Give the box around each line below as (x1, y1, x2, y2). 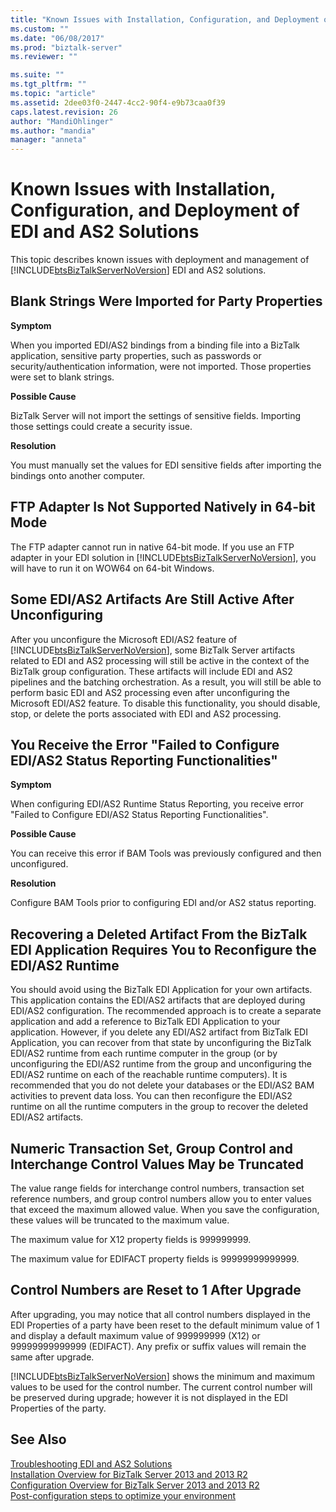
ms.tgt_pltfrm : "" (10, 79, 87, 90)
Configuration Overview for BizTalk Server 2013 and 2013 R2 (10, 1479, 260, 1491)
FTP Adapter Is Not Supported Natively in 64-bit (10, 499, 316, 516)
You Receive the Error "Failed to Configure (10, 736, 280, 753)
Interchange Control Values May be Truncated (10, 1156, 305, 1173)
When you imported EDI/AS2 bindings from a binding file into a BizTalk (10, 339, 301, 351)
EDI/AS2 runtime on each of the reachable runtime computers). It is (10, 1069, 288, 1081)
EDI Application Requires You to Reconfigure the (10, 941, 317, 958)
